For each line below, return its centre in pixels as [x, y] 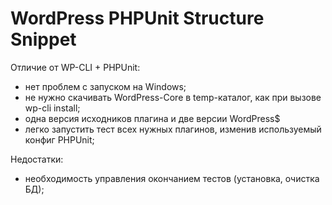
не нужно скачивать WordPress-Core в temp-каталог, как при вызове [173, 97]
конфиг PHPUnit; [59, 139]
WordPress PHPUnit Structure [137, 18]
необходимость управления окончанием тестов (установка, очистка [172, 178]
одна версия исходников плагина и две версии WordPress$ [152, 118]
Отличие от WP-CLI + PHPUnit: [75, 67]
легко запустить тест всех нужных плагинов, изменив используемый [173, 129]
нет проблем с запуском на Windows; [105, 86]
